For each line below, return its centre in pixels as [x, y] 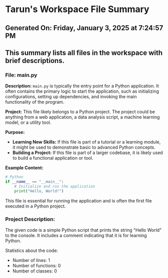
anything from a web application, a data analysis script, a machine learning [82, 117]
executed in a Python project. [36, 206]
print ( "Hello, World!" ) [39, 191]
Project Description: [30, 219]
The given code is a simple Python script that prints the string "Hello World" [83, 230]
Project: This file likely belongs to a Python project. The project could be [80, 112]
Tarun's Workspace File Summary [77, 9]
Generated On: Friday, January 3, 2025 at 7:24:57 [84, 28]
